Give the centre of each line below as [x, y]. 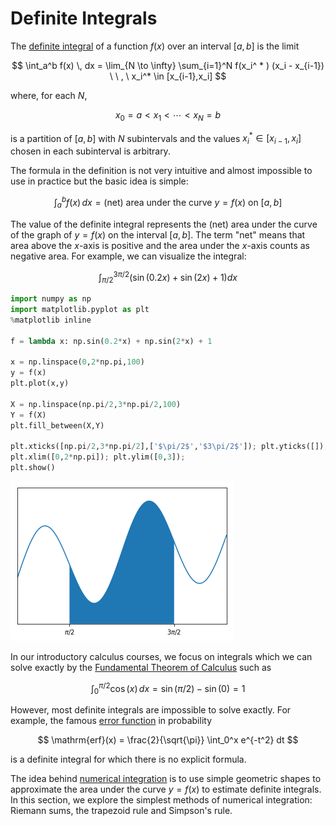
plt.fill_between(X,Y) [57, 425]
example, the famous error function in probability [111, 721]
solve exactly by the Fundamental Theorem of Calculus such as [141, 667]
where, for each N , [49, 95]
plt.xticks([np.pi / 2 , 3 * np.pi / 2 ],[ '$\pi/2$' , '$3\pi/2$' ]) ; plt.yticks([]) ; [169, 447]
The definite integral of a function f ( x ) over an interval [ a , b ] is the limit [155, 46]
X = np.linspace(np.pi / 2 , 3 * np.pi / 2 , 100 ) [96, 404]
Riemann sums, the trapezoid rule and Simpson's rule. [121, 811]
